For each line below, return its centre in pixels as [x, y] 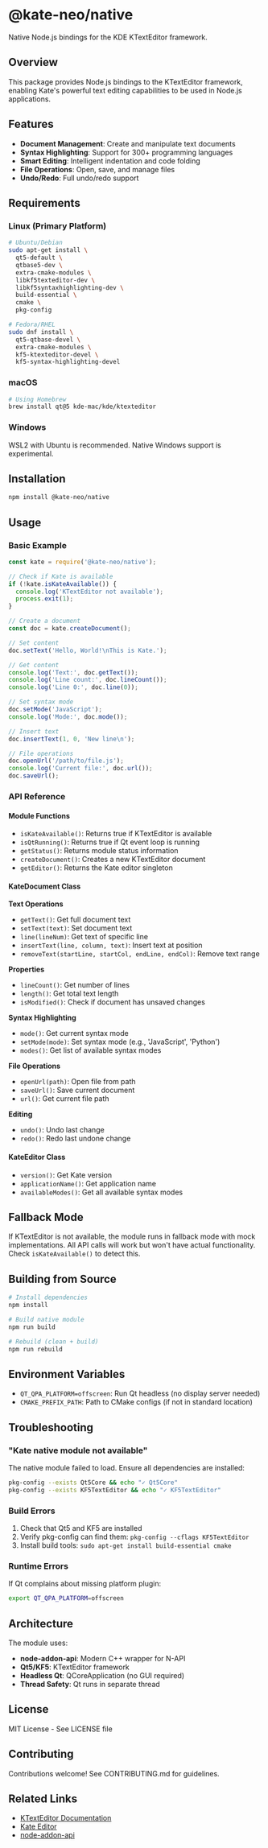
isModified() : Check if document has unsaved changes [112, 1002]
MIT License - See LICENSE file [60, 1729]
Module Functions [39, 815]
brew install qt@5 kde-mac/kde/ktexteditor [82, 407]
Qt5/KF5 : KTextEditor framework [75, 1667]
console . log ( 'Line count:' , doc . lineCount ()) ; [88, 680]
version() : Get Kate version [66, 1175]
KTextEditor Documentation [66, 1818]
